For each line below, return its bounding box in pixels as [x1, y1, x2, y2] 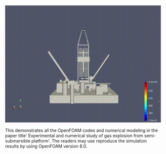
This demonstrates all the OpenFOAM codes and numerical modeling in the [5, 127, 158, 133]
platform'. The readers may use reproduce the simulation [31, 138, 147, 144]
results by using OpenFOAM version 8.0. [5, 143, 87, 149]
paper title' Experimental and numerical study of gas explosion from [5, 133, 143, 139]
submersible [5, 138, 31, 144]
